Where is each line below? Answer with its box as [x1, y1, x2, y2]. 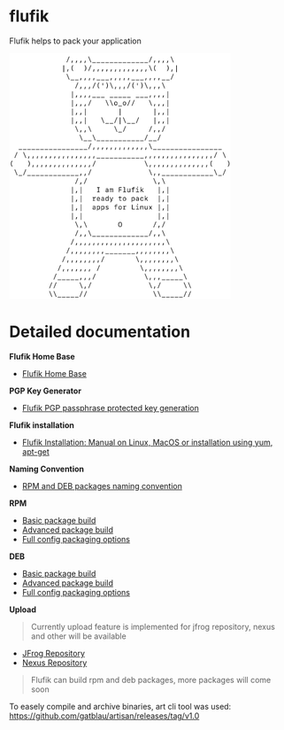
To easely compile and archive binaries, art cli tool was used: [9, 701, 232, 711]
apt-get [21, 446, 50, 457]
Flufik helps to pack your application [9, 35, 142, 46]
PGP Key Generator [9, 385, 82, 396]
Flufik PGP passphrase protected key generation [21, 402, 199, 413]
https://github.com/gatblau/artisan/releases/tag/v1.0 [9, 711, 200, 721]
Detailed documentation [9, 322, 191, 342]
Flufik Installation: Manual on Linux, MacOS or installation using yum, [21, 437, 273, 447]
